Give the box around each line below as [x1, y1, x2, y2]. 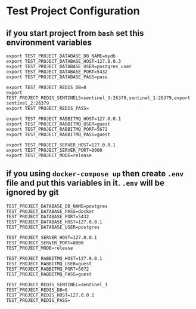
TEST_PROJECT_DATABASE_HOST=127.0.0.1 [6, 219, 102, 225]
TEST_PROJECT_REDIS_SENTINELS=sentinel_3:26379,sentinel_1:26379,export [6, 95, 191, 101]
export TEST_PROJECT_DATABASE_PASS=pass [6, 74, 108, 80]
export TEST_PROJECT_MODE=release [6, 152, 92, 158]
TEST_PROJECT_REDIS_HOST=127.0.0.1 [6, 292, 95, 298]
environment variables [6, 37, 92, 47]
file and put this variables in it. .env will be [6, 178, 165, 188]
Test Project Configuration [6, 4, 140, 18]
